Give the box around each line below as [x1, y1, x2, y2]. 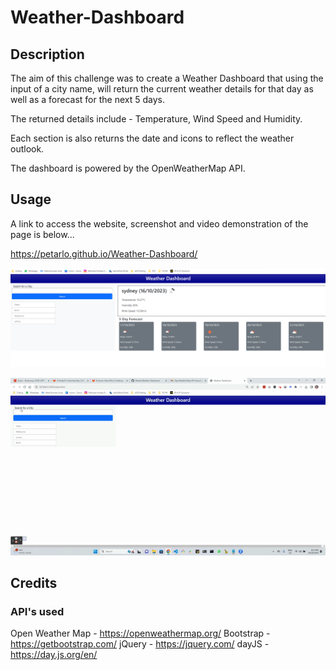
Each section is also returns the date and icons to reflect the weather [10, 132, 295, 144]
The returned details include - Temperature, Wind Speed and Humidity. [10, 113, 303, 125]
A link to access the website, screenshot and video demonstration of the [10, 217, 309, 230]
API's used [10, 605, 65, 619]
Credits [10, 575, 58, 592]
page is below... [10, 228, 75, 240]
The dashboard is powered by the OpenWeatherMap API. [10, 162, 246, 174]
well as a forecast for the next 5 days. [10, 94, 165, 105]
